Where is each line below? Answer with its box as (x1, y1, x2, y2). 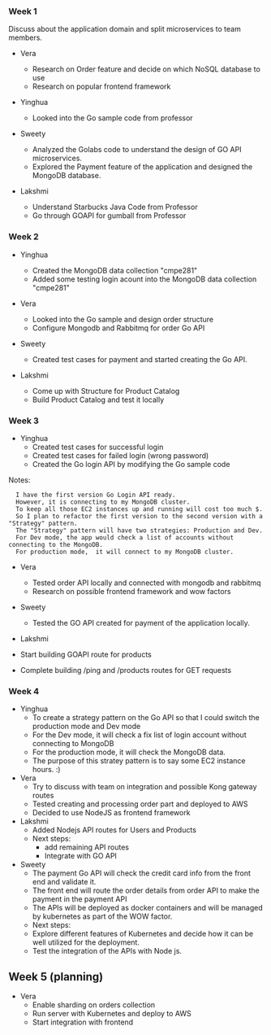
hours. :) (32, 765, 61, 775)
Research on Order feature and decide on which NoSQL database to (32, 64, 261, 74)
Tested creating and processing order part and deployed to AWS (32, 799, 249, 809)
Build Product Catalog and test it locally (32, 395, 165, 404)
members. (8, 33, 43, 42)
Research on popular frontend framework (32, 81, 171, 91)
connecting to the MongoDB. (8, 540, 104, 548)
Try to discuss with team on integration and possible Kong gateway (32, 782, 257, 792)
